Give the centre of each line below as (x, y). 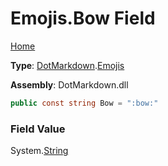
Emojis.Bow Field (83, 18)
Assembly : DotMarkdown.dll (69, 84)
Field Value (38, 129)
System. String (39, 151)
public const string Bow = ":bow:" (84, 103)
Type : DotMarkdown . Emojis (67, 65)
